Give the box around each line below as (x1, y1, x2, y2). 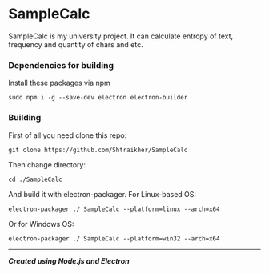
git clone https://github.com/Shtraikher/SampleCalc (8, 146, 188, 154)
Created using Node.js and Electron (8, 256, 130, 265)
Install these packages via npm (8, 78, 110, 88)
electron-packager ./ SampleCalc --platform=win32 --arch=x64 (8, 234, 220, 243)
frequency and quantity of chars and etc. (8, 39, 143, 49)
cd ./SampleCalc (8, 175, 62, 183)
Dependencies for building (8, 59, 114, 71)
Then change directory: (8, 159, 86, 169)
